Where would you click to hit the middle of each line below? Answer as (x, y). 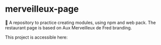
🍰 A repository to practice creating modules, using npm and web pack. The (80, 22)
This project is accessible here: (36, 37)
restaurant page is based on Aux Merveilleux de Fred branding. (69, 27)
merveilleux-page (42, 9)
